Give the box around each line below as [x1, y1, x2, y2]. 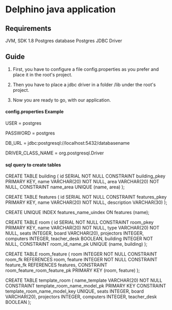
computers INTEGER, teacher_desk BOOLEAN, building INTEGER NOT [5, 236, 153, 242]
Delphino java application [5, 4, 116, 15]
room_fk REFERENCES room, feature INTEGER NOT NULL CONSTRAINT [5, 257, 158, 263]
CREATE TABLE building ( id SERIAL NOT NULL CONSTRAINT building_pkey [5, 173, 166, 179]
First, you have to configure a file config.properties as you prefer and [12, 66, 159, 72]
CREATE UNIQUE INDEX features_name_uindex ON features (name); [5, 209, 150, 216]
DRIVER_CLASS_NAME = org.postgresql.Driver [5, 150, 104, 156]
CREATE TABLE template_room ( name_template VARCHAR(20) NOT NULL [5, 277, 163, 283]
